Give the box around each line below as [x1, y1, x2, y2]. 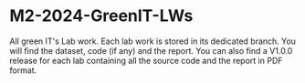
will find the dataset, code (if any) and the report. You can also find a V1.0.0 [9, 45, 293, 56]
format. [9, 65, 37, 76]
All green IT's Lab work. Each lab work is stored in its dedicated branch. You [9, 36, 297, 47]
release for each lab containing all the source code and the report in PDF [9, 55, 283, 66]
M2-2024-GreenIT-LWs [9, 5, 194, 26]
